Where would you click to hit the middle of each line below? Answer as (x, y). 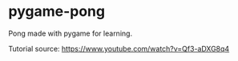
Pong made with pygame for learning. (71, 33)
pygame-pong (57, 11)
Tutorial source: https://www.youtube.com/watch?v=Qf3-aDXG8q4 (119, 48)
